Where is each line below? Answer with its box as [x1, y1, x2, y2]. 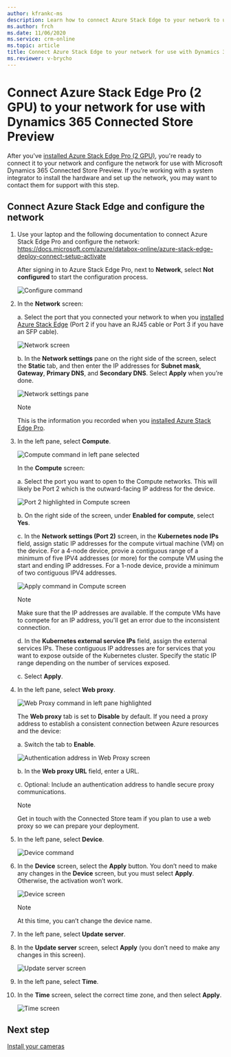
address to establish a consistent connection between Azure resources [16, 719, 219, 728]
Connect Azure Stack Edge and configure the [7, 201, 205, 213]
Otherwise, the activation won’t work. [16, 876, 124, 885]
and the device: [16, 727, 62, 735]
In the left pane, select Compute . [16, 437, 111, 445]
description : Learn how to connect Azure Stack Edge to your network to [7, 17, 220, 23]
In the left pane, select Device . [16, 835, 104, 843]
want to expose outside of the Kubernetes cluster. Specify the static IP [16, 651, 217, 660]
